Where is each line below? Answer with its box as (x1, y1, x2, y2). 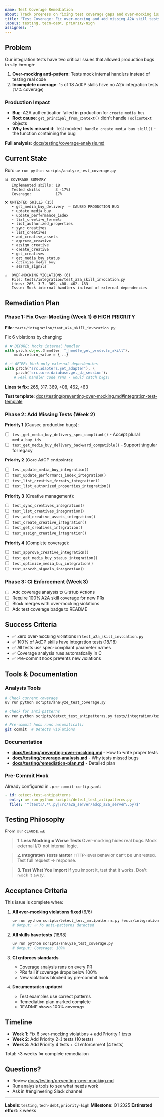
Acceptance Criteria (5, 886, 68, 895)
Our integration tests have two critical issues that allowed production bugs (5, 56, 155, 62)
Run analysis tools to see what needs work (12, 1083, 99, 1089)
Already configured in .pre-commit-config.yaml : (5, 783, 102, 789)
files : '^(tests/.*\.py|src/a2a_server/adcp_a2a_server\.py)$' (9, 802, 141, 807)
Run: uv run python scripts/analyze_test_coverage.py (5, 167, 116, 174)
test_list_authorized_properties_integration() (12, 484, 111, 489)
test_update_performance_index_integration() (12, 473, 106, 478)
